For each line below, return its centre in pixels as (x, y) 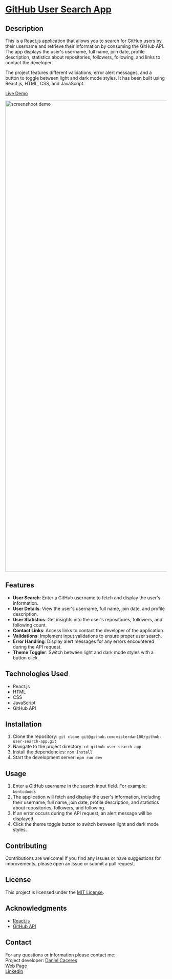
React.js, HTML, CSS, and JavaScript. (45, 84)
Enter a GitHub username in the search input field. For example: (80, 786)
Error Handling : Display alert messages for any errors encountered (83, 641)
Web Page (16, 966)
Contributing (26, 846)
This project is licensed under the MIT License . (55, 892)
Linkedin (14, 971)
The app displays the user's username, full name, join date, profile (75, 52)
